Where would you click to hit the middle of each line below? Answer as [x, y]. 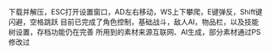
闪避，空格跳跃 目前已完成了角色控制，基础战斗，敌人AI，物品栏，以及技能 [134, 22]
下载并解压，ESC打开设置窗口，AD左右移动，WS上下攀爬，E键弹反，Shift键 [135, 12]
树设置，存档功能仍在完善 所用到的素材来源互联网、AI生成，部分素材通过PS [135, 32]
